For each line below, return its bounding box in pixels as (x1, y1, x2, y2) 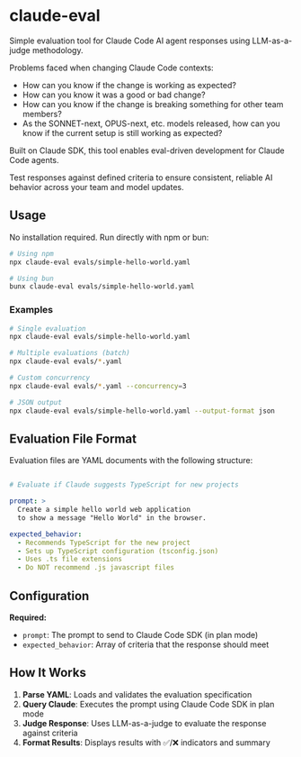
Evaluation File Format (9, 431, 137, 446)
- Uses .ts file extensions (17, 555, 123, 564)
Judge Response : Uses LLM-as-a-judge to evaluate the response (22, 717, 267, 728)
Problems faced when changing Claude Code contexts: (9, 62, 214, 73)
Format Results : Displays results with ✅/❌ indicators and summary (22, 736, 271, 748)
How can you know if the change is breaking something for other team (22, 98, 284, 109)
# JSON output (9, 397, 63, 406)
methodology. (31, 44, 84, 55)
